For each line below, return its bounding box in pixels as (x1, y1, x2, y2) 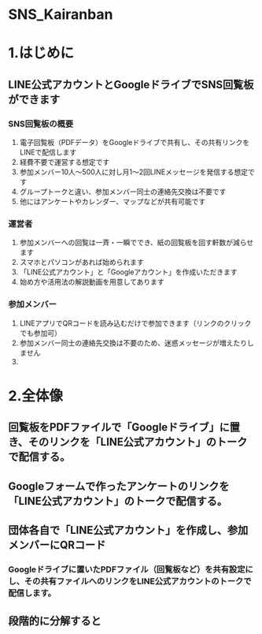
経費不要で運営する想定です (19, 158, 110, 167)
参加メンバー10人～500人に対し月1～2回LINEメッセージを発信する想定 (19, 167, 248, 177)
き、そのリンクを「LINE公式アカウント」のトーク (8, 435, 248, 449)
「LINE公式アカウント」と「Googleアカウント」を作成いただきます (19, 267, 238, 277)
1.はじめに (8, 44, 75, 62)
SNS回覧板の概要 (8, 118, 74, 129)
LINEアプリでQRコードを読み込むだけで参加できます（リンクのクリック (19, 318, 252, 328)
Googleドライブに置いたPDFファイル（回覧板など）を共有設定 (8, 564, 245, 575)
